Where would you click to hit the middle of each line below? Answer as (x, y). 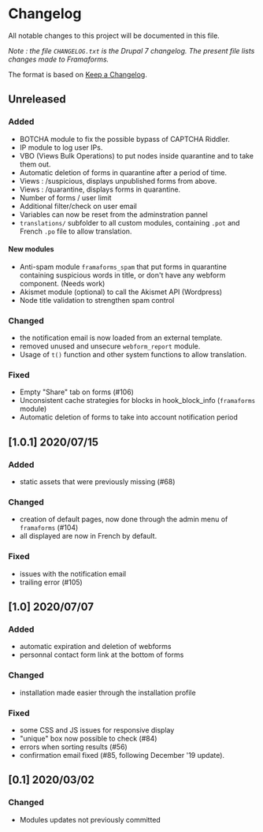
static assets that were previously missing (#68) (97, 482)
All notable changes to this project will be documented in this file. (114, 35)
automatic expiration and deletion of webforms (95, 647)
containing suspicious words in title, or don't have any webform (122, 275)
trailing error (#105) (51, 582)
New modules (31, 249)
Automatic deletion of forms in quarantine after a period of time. (123, 172)
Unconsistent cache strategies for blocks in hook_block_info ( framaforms (137, 401)
